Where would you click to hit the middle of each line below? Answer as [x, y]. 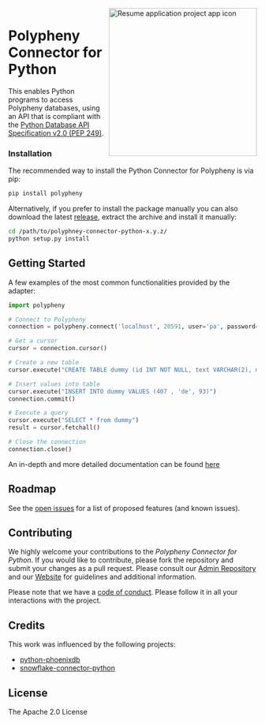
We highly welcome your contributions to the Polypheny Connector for [123, 552]
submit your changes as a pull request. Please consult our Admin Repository [132, 569]
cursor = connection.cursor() [58, 349]
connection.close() [40, 449]
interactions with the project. [55, 601]
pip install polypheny [45, 194]
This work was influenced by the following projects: [92, 644]
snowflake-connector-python [67, 668]
